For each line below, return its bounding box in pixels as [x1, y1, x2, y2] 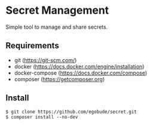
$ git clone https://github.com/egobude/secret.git [5, 109, 137, 115]
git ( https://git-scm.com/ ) [14, 56, 77, 63]
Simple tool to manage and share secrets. [5, 23, 108, 30]
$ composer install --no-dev [5, 114, 78, 120]
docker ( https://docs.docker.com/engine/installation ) [14, 63, 145, 70]
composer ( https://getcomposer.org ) [14, 75, 105, 82]
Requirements [5, 41, 59, 51]
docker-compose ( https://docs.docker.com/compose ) [14, 69, 148, 76]
